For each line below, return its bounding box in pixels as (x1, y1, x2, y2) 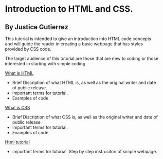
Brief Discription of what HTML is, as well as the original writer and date (12, 79, 156, 85)
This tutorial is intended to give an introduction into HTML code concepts (5, 36, 152, 41)
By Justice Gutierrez (5, 23, 69, 31)
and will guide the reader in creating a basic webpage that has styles (5, 41, 143, 47)
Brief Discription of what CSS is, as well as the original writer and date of (12, 114, 158, 120)
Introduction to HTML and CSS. (5, 3, 133, 15)
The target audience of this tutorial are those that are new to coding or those (5, 56, 159, 61)
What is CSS (5, 105, 30, 110)
